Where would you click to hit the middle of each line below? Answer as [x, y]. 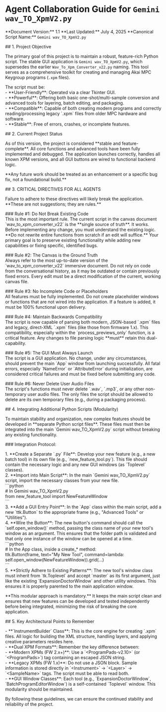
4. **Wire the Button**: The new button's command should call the [74, 523]
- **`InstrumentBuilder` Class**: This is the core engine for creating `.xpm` [81, 631]
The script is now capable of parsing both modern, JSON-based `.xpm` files [83, 322]
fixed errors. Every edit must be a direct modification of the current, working [83, 276]
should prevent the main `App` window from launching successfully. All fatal [83, 363]
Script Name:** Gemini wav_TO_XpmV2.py [46, 37]
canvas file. [17, 281]
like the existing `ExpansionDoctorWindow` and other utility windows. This [81, 581]
